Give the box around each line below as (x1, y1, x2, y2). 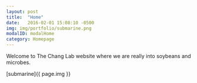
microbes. (6, 59, 31, 66)
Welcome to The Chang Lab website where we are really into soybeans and (6, 53, 192, 59)
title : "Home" (6, 14, 44, 20)
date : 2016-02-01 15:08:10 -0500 (6, 20, 95, 25)
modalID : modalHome (6, 31, 55, 37)
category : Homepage (6, 36, 55, 42)
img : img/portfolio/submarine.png (6, 25, 92, 31)
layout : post (6, 8, 39, 15)
